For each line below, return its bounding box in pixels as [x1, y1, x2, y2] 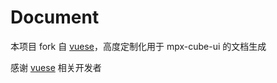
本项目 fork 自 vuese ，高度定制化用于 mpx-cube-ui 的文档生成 [10, 40, 267, 52]
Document [10, 6, 100, 29]
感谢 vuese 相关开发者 [10, 61, 102, 73]
